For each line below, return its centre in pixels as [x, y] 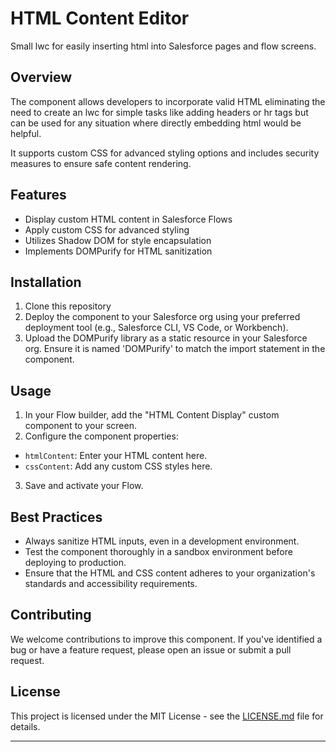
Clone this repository [68, 306]
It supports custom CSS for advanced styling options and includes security [165, 153]
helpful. [26, 133]
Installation [46, 282]
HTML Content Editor [100, 18]
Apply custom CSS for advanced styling [107, 229]
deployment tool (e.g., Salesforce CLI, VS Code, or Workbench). [156, 328]
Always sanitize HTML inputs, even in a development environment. [162, 541]
